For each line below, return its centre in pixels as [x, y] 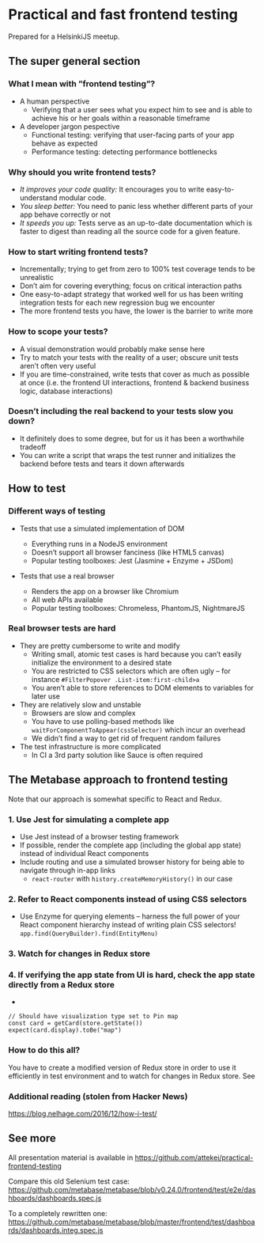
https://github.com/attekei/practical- [194, 1158]
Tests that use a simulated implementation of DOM [102, 529]
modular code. [83, 197]
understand [38, 197]
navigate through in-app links [68, 870]
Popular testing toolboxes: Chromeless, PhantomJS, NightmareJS [138, 608]
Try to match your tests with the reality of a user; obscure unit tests [129, 357]
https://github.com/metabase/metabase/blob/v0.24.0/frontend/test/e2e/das [132, 1189]
